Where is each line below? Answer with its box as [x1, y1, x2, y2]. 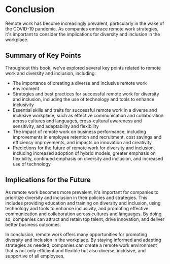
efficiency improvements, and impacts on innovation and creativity [12, 139, 152, 145]
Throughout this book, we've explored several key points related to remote [5, 64, 161, 71]
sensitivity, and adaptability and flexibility [12, 123, 99, 129]
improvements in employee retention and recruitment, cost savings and [12, 134, 162, 140]
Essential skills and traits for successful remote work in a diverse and [12, 107, 157, 113]
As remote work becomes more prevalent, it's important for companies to [5, 189, 159, 195]
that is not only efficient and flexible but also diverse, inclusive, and [5, 247, 146, 253]
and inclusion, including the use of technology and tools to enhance [12, 96, 155, 102]
